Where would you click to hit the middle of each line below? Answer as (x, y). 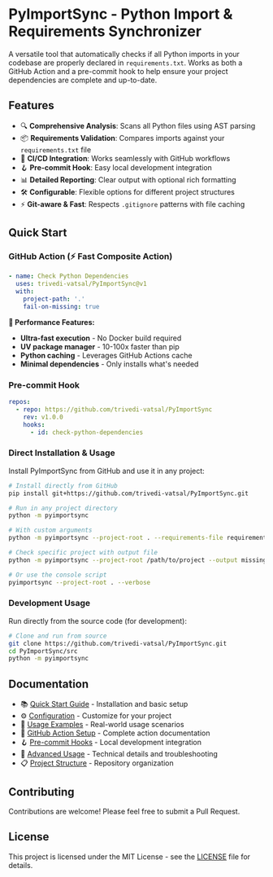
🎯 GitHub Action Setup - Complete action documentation (115, 733)
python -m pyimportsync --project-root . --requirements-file (116, 538)
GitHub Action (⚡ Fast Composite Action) (91, 257)
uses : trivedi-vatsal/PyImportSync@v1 (82, 284)
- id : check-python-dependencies (87, 432)
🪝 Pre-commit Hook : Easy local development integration (116, 167)
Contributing (41, 792)
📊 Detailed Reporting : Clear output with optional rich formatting (128, 179)
